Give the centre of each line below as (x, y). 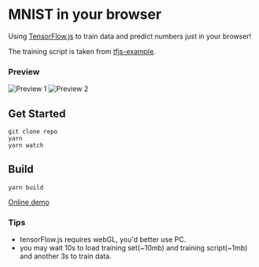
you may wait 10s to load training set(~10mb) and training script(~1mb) (133, 248)
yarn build (26, 187)
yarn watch (26, 146)
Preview (24, 71)
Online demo (29, 202)
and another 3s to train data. (66, 256)
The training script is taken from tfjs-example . (82, 51)
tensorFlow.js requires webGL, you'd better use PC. (103, 240)
